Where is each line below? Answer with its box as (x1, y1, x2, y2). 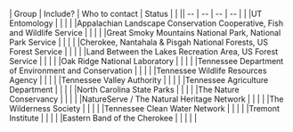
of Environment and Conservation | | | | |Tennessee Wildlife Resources (9, 65, 267, 76)
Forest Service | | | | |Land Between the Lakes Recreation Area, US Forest (9, 46, 279, 57)
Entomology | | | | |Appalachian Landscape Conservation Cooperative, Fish (9, 18, 283, 29)
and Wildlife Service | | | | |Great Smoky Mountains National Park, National (9, 28, 281, 37)
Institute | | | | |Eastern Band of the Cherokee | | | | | (9, 112, 198, 123)
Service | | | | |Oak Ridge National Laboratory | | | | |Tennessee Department (9, 56, 284, 66)
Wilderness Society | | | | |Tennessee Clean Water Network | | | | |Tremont (9, 103, 281, 113)
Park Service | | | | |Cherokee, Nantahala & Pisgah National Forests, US (9, 37, 269, 47)
